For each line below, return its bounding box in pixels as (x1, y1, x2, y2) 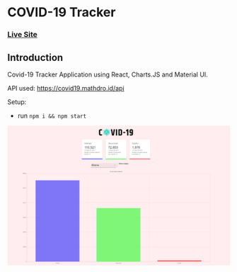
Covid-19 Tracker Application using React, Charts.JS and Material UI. (7, 70, 209, 79)
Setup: (7, 97, 27, 106)
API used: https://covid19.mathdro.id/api (7, 84, 125, 92)
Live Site (7, 30, 37, 40)
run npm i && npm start (17, 111, 87, 120)
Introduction (7, 51, 64, 64)
